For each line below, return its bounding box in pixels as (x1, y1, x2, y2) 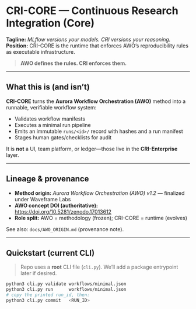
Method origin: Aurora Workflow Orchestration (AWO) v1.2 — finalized (14, 189, 185, 197)
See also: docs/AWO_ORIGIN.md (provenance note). (6, 225, 124, 232)
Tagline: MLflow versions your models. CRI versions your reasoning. (6, 36, 171, 43)
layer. (6, 151, 19, 159)
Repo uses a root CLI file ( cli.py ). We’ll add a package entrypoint (20, 263, 178, 270)
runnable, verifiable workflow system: (6, 104, 97, 111)
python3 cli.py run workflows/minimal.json (6, 287, 127, 293)
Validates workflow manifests (14, 115, 86, 122)
